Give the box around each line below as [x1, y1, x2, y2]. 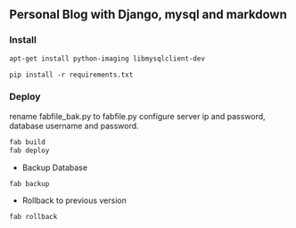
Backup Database [21, 162, 87, 173]
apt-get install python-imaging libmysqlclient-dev [9, 53, 205, 63]
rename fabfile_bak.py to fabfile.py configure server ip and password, [9, 110, 266, 121]
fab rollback [9, 213, 58, 222]
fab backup [9, 179, 50, 188]
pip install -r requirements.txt [9, 70, 134, 79]
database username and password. [9, 120, 140, 131]
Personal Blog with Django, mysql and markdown [9, 7, 288, 22]
